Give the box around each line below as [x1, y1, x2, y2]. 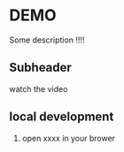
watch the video [9, 83, 68, 94]
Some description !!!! [9, 34, 85, 45]
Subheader [9, 60, 73, 75]
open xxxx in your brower [21, 133, 116, 143]
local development [9, 110, 114, 125]
